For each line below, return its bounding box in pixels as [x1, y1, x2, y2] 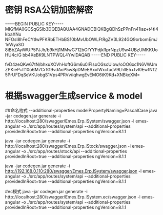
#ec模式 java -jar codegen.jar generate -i [5, 188, 88, 194]
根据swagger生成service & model [5, 91, 143, 101]
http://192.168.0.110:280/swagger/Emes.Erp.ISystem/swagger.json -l [5, 168, 142, 174]
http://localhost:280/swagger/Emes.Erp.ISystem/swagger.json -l [5, 118, 135, 124]
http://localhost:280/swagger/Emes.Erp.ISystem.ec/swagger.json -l [5, 194, 141, 200]
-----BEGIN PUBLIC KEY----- [5, 20, 64, 27]
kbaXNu [5, 31, 21, 37]
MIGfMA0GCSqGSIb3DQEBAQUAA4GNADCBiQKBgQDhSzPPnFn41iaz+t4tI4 [5, 26, 159, 32]
